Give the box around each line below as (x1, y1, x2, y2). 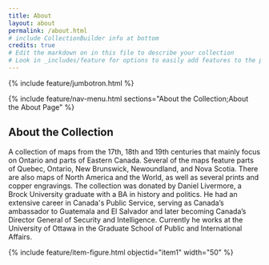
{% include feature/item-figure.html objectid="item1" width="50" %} (8, 247, 234, 257)
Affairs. (8, 231, 33, 241)
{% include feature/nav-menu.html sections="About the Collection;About (8, 94, 249, 103)
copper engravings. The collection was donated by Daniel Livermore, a (8, 181, 242, 191)
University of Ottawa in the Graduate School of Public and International (8, 223, 243, 233)
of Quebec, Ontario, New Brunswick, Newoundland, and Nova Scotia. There (8, 163, 259, 173)
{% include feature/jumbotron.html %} (8, 78, 134, 88)
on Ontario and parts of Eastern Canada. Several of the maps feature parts (8, 155, 255, 165)
